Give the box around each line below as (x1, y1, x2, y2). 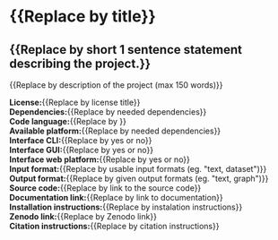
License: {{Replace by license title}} (9, 97, 141, 107)
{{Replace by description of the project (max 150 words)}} (9, 80, 223, 90)
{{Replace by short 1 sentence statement (9, 42, 242, 57)
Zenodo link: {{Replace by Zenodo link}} (9, 211, 157, 221)
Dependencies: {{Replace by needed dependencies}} (9, 107, 207, 117)
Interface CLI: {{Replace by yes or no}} (9, 135, 152, 145)
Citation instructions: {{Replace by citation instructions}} (9, 221, 220, 231)
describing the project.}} (9, 56, 151, 71)
